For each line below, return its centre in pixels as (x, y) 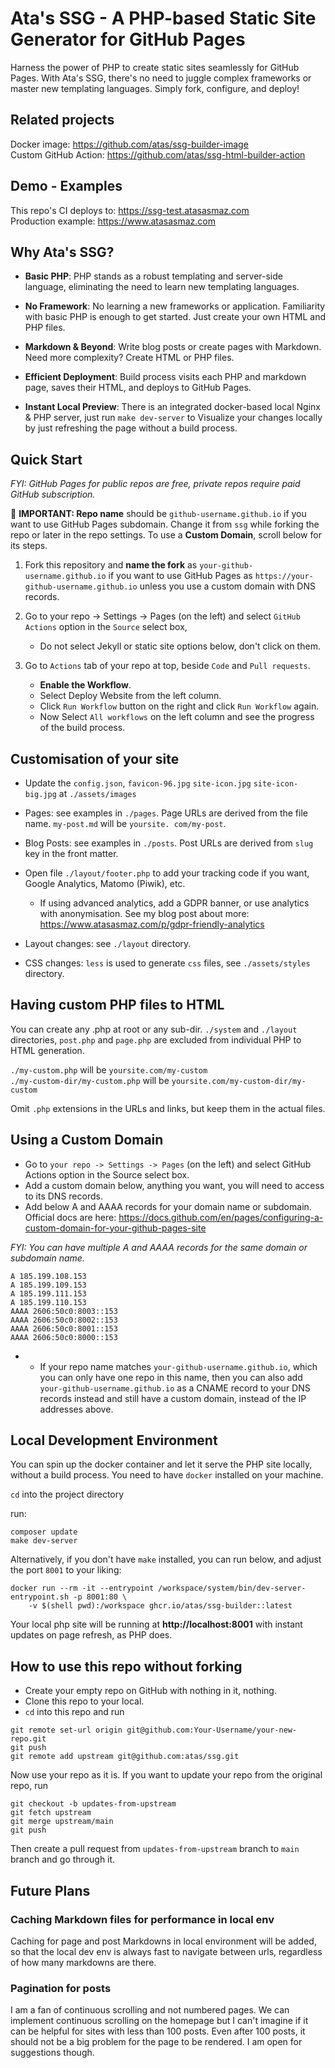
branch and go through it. (63, 1859)
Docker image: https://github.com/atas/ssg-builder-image (129, 144)
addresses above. (76, 1409)
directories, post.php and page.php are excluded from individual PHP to (156, 1039)
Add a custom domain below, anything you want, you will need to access (174, 1185)
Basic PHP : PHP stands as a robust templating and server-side (153, 276)
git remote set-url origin (66, 1730)
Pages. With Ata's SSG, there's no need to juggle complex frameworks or (161, 78)
